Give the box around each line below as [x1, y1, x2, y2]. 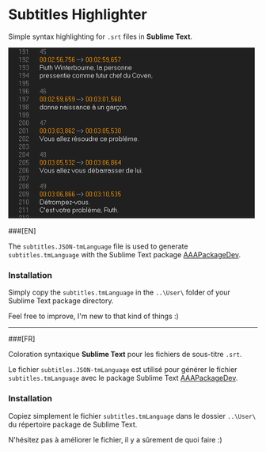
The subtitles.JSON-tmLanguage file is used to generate [8, 241, 188, 251]
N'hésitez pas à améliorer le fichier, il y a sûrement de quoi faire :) [8, 435, 223, 444]
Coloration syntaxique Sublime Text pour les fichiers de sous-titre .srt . [8, 350, 242, 359]
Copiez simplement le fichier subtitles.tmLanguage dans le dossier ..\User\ [8, 411, 256, 420]
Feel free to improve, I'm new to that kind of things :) [8, 311, 180, 321]
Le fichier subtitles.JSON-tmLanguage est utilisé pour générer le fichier [8, 365, 237, 374]
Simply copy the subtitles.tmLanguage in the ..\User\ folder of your [8, 287, 231, 298]
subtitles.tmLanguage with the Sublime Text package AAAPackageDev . [8, 249, 241, 259]
